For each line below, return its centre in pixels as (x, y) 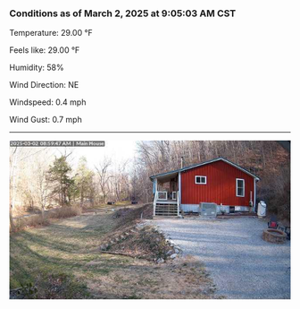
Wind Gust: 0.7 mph (46, 120)
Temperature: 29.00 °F (51, 33)
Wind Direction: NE (44, 85)
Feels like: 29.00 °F (45, 50)
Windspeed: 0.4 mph (48, 102)
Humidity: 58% (37, 68)
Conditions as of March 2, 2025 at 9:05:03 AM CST (123, 13)
